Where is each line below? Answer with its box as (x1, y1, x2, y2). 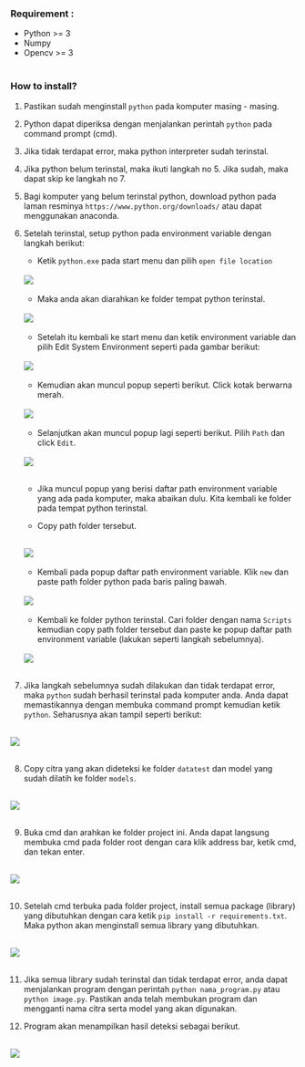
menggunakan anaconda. (23, 210, 119, 221)
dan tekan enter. (23, 846, 86, 857)
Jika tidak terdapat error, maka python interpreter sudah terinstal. (23, 145, 269, 157)
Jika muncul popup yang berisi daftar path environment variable (36, 482, 278, 494)
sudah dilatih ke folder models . (23, 772, 137, 783)
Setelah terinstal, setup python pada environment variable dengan (23, 227, 272, 239)
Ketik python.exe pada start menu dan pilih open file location (36, 254, 272, 266)
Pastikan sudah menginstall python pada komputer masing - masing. (23, 100, 280, 111)
